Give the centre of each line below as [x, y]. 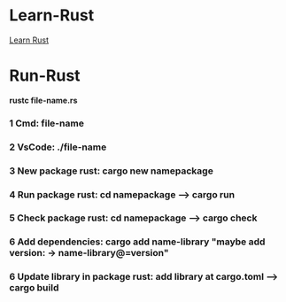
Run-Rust [45, 76]
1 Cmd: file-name [46, 123]
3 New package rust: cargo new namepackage [112, 171]
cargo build [34, 288]
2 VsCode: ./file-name [58, 147]
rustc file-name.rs [43, 100]
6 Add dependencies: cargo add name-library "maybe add [137, 242]
